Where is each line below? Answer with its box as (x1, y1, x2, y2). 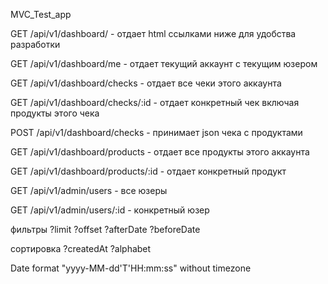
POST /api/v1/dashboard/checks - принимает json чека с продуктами (10, 127, 303, 138)
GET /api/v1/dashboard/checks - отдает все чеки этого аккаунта (10, 77, 282, 89)
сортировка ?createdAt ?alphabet (10, 243, 152, 254)
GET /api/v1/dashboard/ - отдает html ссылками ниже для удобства (10, 28, 297, 39)
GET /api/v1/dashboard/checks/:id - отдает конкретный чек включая (10, 97, 300, 108)
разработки (10, 39, 61, 50)
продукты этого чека (10, 107, 100, 119)
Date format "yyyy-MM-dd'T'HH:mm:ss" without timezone (10, 262, 252, 274)
